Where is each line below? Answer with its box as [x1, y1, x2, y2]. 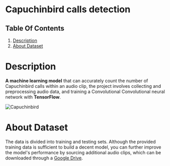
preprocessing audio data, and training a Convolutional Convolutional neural [5, 88, 165, 94]
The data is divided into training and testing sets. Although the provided [5, 138, 156, 145]
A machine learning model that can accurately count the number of [5, 78, 148, 84]
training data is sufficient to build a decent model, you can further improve [5, 144, 162, 150]
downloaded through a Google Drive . [5, 155, 83, 161]
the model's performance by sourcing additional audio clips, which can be [5, 149, 161, 155]
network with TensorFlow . [5, 93, 61, 100]
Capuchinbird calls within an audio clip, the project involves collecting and [5, 83, 161, 89]
